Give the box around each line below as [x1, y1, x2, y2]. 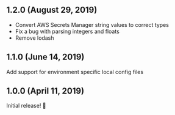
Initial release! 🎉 [6, 102, 47, 109]
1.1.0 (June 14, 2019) [6, 52, 85, 62]
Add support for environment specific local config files [6, 68, 144, 75]
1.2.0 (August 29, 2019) [6, 5, 98, 15]
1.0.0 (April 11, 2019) [6, 86, 84, 97]
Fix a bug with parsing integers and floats [15, 28, 120, 35]
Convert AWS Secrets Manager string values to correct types [15, 21, 170, 28]
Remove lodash [15, 34, 54, 42]
